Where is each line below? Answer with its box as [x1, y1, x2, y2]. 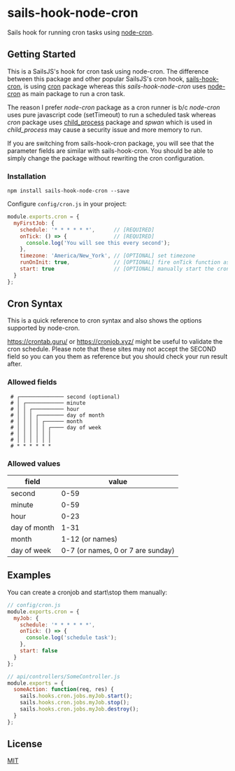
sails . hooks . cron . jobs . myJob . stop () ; [20, 699, 130, 706]
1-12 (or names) [61, 535, 117, 544]
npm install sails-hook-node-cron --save [7, 187, 130, 194]
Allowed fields [7, 377, 57, 387]
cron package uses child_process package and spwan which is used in [7, 118, 213, 126]
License [7, 738, 43, 750]
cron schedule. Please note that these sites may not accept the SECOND [7, 345, 217, 354]
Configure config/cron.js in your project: [7, 200, 127, 208]
